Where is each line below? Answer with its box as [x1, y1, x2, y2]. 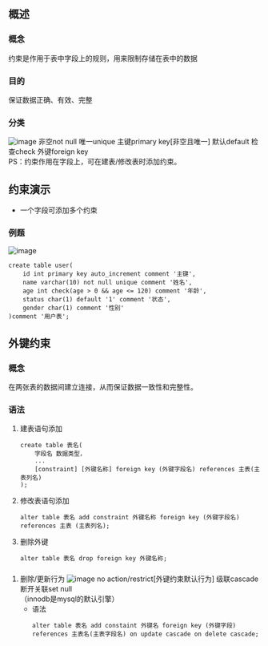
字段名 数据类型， [34, 450, 86, 458]
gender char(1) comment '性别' [22, 304, 125, 313]
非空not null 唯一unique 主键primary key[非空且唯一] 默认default [38, 137, 250, 147]
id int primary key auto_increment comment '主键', [22, 270, 196, 278]
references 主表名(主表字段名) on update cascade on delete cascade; [31, 630, 259, 639]
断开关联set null [19, 584, 73, 594]
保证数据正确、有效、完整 [8, 95, 93, 104]
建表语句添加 [19, 424, 62, 434]
